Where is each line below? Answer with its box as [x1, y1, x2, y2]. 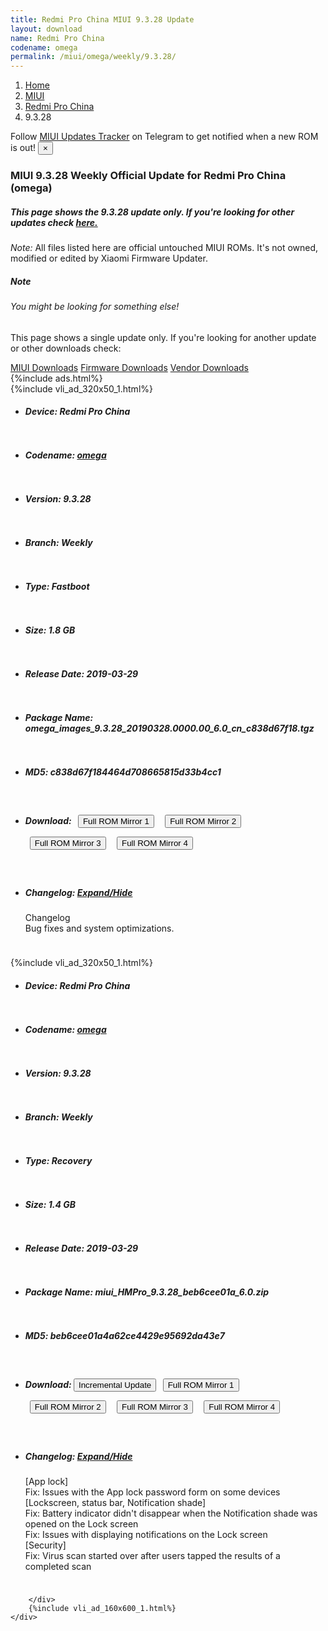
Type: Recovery [24, 1154, 93, 1166]
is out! [10, 142, 36, 154]
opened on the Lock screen [24, 1517, 139, 1530]
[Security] [24, 1539, 67, 1551]
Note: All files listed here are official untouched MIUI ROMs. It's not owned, [10, 242, 319, 254]
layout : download [10, 24, 83, 34]
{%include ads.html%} [10, 372, 103, 384]
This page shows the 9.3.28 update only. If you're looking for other [10, 206, 295, 218]
